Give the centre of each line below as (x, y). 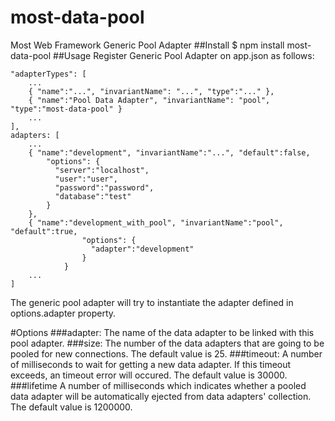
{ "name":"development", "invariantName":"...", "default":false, (169, 152)
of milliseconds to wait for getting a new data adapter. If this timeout (151, 364)
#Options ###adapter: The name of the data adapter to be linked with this (162, 332)
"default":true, (44, 231)
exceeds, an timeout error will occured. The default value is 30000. (149, 375)
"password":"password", (104, 187)
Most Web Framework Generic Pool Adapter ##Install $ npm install (147, 45)
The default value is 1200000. (71, 407)
